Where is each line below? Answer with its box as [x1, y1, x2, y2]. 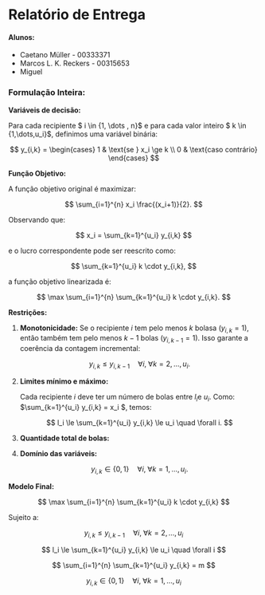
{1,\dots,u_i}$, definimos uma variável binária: [8, 129, 158, 139]
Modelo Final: [8, 481, 54, 491]
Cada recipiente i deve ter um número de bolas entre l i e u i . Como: [19, 392, 236, 404]
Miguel [19, 67, 43, 77]
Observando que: [8, 215, 66, 224]
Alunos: [8, 32, 35, 41]
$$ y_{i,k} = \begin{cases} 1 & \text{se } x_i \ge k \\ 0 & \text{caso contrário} [9, 144, 259, 154]
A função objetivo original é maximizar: [8, 183, 137, 193]
